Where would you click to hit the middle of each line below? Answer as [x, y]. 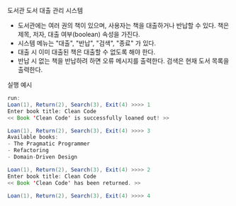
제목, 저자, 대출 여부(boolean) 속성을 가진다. [79, 34]
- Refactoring [28, 151]
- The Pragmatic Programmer [49, 144]
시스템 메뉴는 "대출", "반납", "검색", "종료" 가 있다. [87, 43]
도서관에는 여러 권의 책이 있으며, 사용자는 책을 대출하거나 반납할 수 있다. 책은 [123, 25]
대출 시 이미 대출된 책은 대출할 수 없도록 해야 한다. [86, 52]
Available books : [33, 137]
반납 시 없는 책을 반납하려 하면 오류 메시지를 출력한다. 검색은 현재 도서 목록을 [123, 61]
